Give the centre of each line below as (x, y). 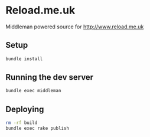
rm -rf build (22, 123)
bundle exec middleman (33, 91)
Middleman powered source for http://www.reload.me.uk (75, 27)
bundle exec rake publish (37, 128)
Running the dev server (50, 77)
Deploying (25, 109)
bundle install (24, 59)
